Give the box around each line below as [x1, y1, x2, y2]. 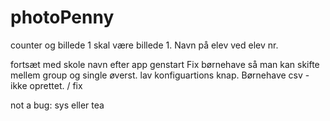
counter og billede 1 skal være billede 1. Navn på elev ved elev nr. [10, 39, 279, 51]
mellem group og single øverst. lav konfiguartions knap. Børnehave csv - [10, 69, 310, 81]
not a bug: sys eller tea [10, 99, 105, 111]
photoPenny [10, 6, 115, 29]
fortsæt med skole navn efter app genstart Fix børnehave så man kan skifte [10, 58, 320, 70]
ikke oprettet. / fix [10, 79, 83, 91]
